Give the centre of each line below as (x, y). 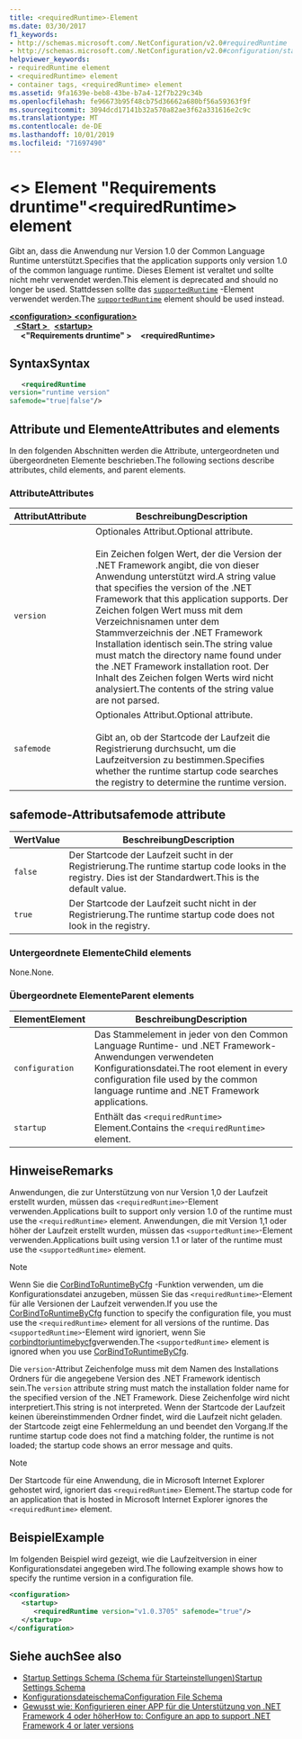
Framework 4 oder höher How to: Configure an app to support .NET (147, 1716)
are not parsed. (128, 700)
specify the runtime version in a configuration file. (102, 1578)
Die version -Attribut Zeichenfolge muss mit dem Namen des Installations (144, 1369)
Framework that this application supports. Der (192, 599)
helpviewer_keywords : (50, 59)
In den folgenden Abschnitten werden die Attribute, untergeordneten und (144, 450)
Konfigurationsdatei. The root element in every (191, 1068)
